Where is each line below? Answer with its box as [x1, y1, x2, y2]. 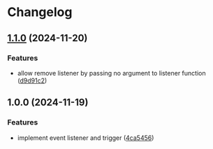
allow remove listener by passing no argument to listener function [17, 69, 206, 77]
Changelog [7, 4, 73, 20]
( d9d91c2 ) [17, 76, 47, 85]
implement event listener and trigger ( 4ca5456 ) [17, 134, 154, 142]
